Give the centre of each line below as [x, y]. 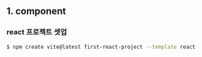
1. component [36, 11]
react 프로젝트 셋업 [37, 32]
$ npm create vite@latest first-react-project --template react [101, 47]
